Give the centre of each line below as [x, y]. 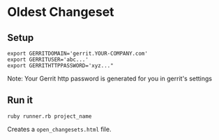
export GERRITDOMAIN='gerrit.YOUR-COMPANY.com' [78, 53]
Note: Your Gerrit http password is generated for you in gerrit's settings [110, 78]
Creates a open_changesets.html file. [59, 129]
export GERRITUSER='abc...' [48, 60]
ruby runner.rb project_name [50, 116]
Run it [20, 100]
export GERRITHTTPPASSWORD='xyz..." [60, 66]
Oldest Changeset [61, 12]
